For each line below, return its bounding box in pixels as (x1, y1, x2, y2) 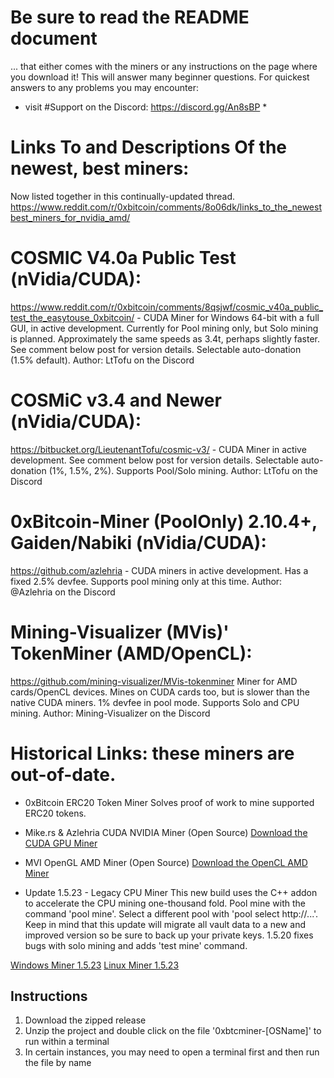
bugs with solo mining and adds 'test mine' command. (24, 939, 248, 951)
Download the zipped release (24, 1014, 147, 1026)
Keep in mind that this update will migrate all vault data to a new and (24, 918, 307, 930)
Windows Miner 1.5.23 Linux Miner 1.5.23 (10, 959, 180, 971)
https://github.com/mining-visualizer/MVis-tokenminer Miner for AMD (10, 675, 298, 687)
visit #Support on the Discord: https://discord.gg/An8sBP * (24, 101, 268, 113)
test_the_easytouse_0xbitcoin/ (10, 311, 135, 323)
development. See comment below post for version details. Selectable (10, 454, 299, 466)
